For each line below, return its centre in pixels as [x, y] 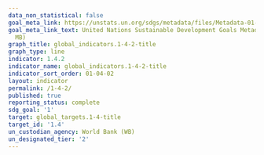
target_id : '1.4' [37, 124]
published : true [35, 96]
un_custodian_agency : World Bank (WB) [71, 132]
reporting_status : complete [54, 103]
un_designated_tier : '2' [49, 139]
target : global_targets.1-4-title [65, 117]
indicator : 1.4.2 [37, 59]
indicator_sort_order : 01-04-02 [61, 74]
